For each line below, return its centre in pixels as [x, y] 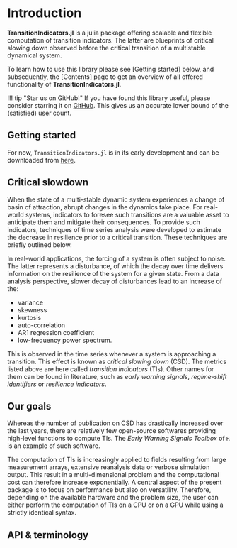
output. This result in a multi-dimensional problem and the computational [113, 475]
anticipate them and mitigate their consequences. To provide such [104, 222]
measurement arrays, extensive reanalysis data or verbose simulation [109, 467]
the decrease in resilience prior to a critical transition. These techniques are [117, 237]
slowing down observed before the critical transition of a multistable [107, 48]
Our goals [29, 406]
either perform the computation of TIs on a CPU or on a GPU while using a [116, 505]
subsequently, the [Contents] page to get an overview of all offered [105, 77]
